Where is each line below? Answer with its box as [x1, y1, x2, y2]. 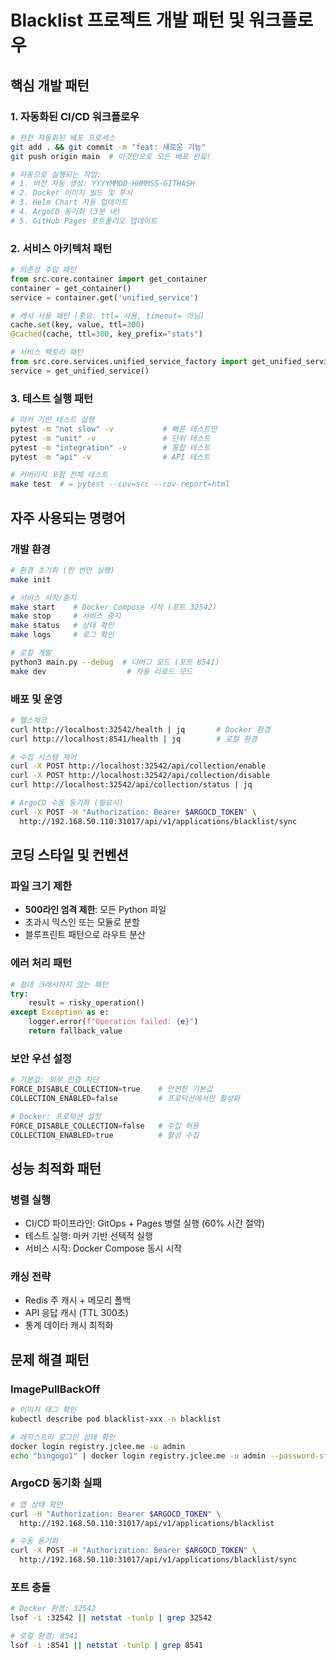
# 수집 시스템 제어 [10, 752, 77, 762]
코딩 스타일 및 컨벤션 [10, 847, 129, 864]
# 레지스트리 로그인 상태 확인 [10, 1432, 116, 1442]
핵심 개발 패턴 [10, 77, 90, 94]
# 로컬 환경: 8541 [10, 1631, 79, 1641]
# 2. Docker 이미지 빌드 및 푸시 [10, 188, 133, 198]
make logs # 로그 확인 [10, 630, 115, 640]
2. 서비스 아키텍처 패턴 [10, 241, 113, 255]
